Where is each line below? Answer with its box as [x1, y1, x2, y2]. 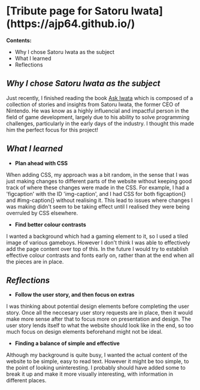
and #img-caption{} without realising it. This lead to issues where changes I [6, 196, 193, 204]
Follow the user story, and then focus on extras [14, 291, 135, 298]
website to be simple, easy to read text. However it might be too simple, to [6, 358, 189, 365]
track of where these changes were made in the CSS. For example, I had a [6, 184, 190, 191]
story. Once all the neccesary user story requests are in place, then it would [6, 309, 193, 316]
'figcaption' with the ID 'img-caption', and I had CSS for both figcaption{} [6, 190, 186, 197]
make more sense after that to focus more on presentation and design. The [6, 316, 192, 323]
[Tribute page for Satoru [6, 4, 129, 18]
